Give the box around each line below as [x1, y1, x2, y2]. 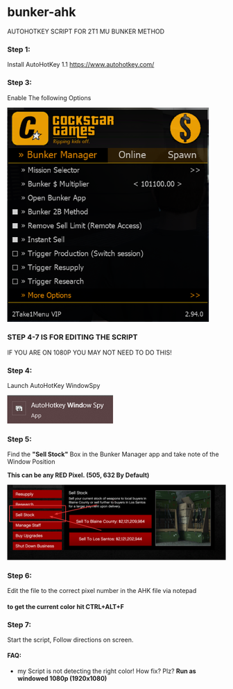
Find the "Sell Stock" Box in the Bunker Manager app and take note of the [7, 450, 220, 459]
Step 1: [7, 44, 31, 54]
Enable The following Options [7, 93, 92, 102]
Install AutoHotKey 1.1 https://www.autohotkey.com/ [7, 60, 155, 69]
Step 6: [7, 571, 33, 581]
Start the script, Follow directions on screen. [7, 635, 134, 644]
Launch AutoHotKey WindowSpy [7, 382, 101, 390]
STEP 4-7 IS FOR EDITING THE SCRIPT [7, 332, 138, 342]
